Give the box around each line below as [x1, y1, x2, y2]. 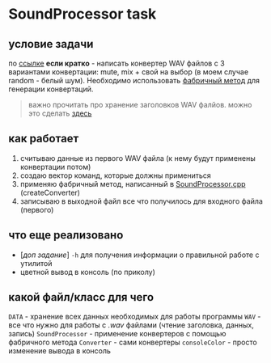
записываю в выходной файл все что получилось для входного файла [19, 196, 263, 206]
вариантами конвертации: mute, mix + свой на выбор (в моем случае [8, 67, 249, 77]
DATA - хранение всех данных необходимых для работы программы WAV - [8, 312, 261, 322]
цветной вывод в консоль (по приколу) [19, 267, 156, 276]
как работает [8, 132, 79, 146]
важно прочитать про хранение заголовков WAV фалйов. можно [28, 100, 252, 109]
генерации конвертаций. [8, 84, 94, 94]
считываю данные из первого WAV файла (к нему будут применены [19, 153, 256, 163]
